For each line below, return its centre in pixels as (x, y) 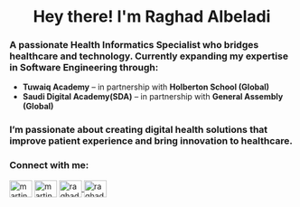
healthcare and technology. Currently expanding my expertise (149, 56)
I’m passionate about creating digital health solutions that (139, 130)
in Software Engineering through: (84, 68)
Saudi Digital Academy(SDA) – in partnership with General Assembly (153, 97)
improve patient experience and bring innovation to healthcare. (151, 141)
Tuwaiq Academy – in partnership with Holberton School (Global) (145, 87)
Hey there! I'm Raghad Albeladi (152, 17)
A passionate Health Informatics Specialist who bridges (134, 45)
